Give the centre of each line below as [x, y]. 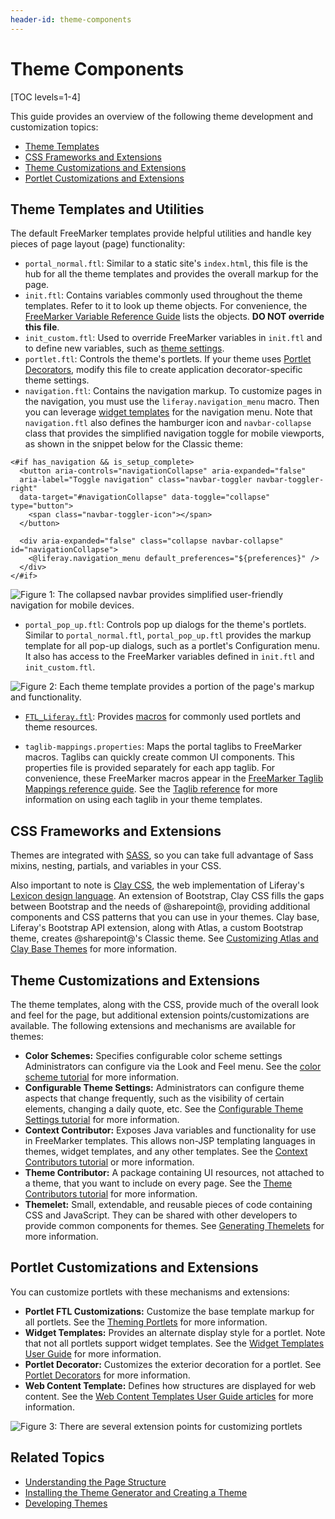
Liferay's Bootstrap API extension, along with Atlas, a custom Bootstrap [157, 928]
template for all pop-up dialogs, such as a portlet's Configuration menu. [172, 646]
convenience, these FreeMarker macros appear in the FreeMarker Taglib [174, 778]
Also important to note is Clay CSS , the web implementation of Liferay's [157, 885]
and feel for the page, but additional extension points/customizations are [160, 1015]
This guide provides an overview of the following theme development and [162, 116]
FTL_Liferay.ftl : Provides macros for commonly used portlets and [163, 717]
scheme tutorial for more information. [101, 1077]
